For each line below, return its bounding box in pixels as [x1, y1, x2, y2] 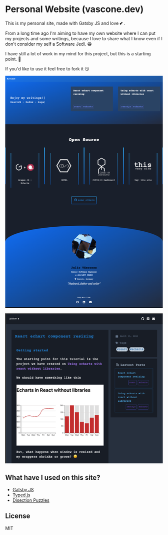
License [5, 512, 30, 520]
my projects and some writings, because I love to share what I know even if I [5, 35, 162, 41]
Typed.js [12, 492, 30, 498]
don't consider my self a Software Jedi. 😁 [5, 41, 92, 47]
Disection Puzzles [12, 497, 50, 503]
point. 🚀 [5, 56, 21, 62]
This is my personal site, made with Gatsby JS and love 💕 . [5, 20, 125, 26]
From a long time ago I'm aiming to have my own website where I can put [5, 30, 156, 36]
